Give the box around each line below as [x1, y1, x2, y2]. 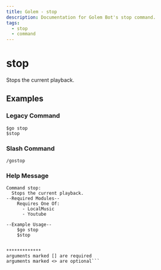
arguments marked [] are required [6, 253, 92, 259]
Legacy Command [6, 112, 60, 120]
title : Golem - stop [6, 8, 58, 15]
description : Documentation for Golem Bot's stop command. [6, 14, 156, 20]
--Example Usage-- [6, 222, 52, 228]
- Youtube [21, 211, 47, 217]
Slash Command [6, 144, 55, 152]
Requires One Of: [17, 201, 60, 207]
